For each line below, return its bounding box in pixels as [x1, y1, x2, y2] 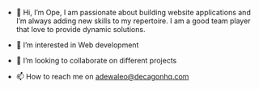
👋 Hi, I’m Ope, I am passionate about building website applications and [15, 8, 251, 17]
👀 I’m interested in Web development [15, 40, 139, 50]
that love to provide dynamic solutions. [15, 25, 146, 34]
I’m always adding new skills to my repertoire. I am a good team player [15, 16, 251, 26]
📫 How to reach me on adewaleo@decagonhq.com [15, 72, 189, 81]
